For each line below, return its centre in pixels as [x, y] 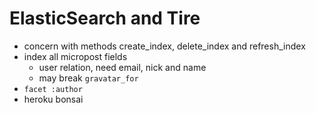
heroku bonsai [53, 99]
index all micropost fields [75, 56]
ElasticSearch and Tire [105, 18]
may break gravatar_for [88, 78]
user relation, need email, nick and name [122, 67]
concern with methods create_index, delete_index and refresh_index [164, 46]
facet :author [53, 89]
